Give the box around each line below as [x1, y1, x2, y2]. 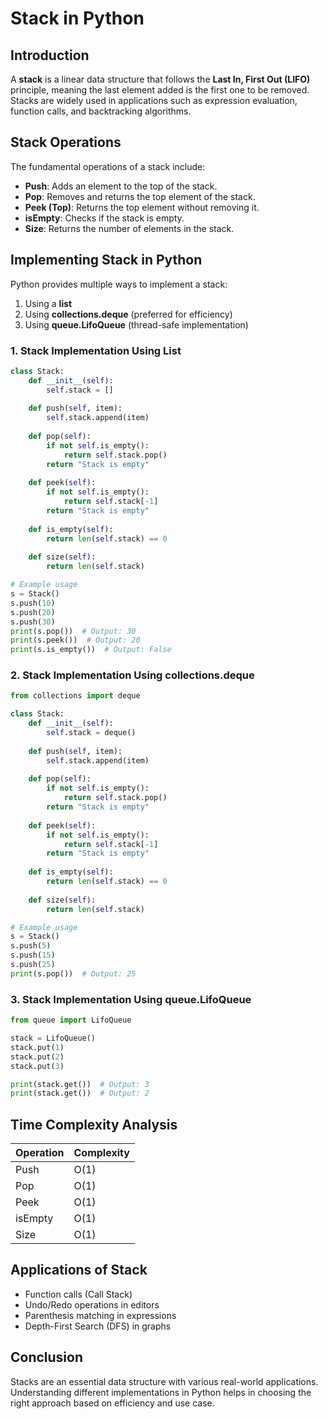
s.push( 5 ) [10, 941, 52, 951]
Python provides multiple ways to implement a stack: [10, 278, 228, 290]
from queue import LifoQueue [10, 1015, 132, 1026]
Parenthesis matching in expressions [24, 1309, 177, 1321]
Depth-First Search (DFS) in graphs [24, 1320, 172, 1332]
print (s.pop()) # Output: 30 [10, 626, 137, 636]
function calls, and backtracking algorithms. [10, 105, 192, 117]
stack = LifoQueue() [10, 1033, 97, 1044]
